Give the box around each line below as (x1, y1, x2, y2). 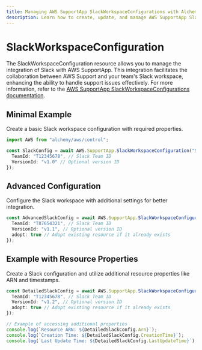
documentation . (6, 92, 46, 99)
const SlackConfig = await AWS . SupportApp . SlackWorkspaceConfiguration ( (6, 148, 192, 154)
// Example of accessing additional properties (6, 321, 128, 327)
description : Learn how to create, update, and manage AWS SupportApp (6, 14, 187, 20)
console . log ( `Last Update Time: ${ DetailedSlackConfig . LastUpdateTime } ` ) (6, 337, 195, 344)
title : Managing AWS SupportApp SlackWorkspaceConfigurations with (6, 8, 179, 15)
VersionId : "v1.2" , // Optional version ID (11, 299, 122, 305)
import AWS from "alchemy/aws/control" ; (6, 137, 109, 143)
